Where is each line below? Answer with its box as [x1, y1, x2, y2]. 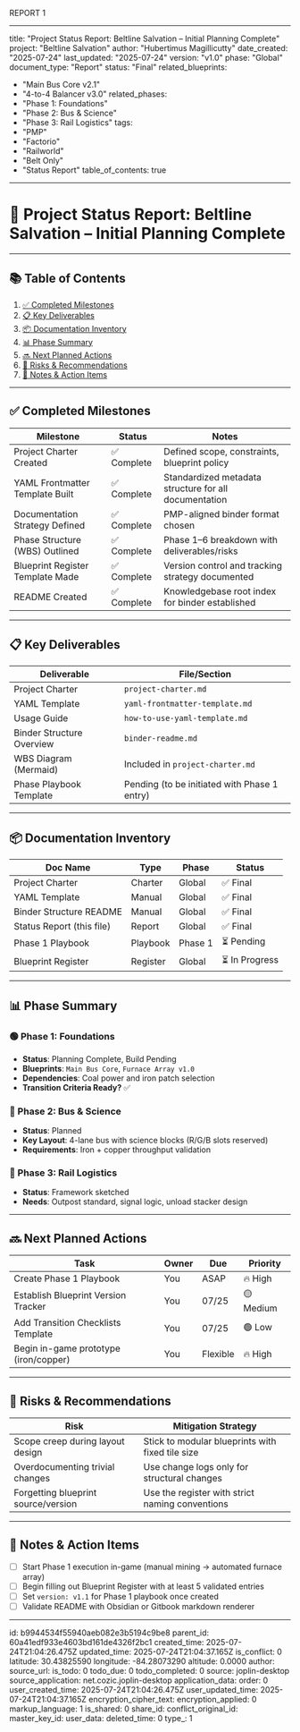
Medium [243, 1302, 279, 1314]
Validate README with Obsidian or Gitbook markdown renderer [21, 1601, 255, 1612]
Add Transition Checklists [13, 1317, 121, 1329]
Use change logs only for [143, 1461, 249, 1473]
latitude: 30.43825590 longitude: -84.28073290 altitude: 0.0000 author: [9, 1656, 275, 1667]
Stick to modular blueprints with [143, 1435, 277, 1448]
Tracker [13, 1300, 46, 1312]
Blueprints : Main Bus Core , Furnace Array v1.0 [21, 1063, 195, 1074]
